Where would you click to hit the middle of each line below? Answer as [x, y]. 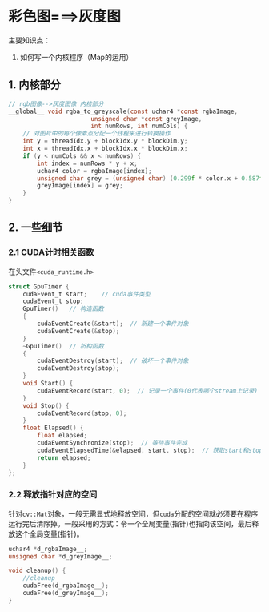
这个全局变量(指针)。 [49, 533]
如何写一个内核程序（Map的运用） [76, 57]
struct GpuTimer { [39, 286]
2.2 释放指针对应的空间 [53, 495]
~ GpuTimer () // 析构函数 [63, 346]
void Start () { [48, 384]
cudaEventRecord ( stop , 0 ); [82, 413]
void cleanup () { [37, 571]
